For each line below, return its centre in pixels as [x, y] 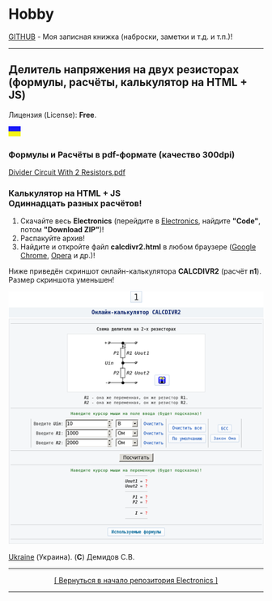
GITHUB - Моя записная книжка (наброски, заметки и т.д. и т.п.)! [121, 37]
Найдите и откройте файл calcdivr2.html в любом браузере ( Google [138, 247]
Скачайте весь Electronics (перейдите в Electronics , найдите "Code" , [140, 221]
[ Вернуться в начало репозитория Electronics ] [136, 581]
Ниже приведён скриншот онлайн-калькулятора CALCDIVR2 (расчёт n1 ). [135, 271]
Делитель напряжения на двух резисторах [124, 70]
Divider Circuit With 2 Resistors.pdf [67, 172]
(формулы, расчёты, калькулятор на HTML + [128, 82]
